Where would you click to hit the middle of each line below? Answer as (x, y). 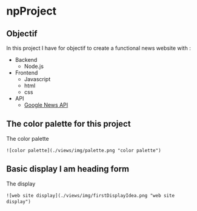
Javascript (37, 79)
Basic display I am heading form (68, 169)
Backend (26, 60)
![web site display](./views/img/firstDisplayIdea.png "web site (90, 195)
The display (21, 184)
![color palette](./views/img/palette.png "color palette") (84, 150)
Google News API (46, 105)
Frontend (26, 73)
